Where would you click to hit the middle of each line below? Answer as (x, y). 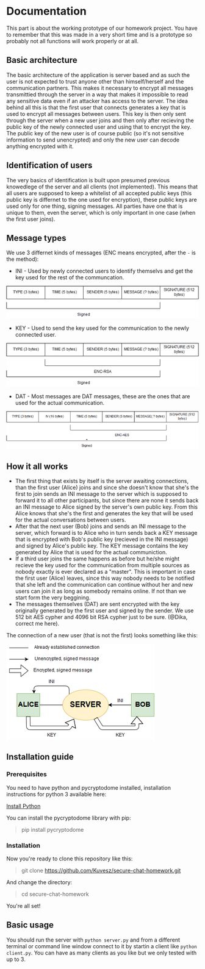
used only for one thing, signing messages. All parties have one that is (95, 206)
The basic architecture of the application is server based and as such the (98, 75)
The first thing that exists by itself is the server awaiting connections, (102, 481)
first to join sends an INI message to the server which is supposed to (101, 494)
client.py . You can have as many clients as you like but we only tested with (102, 953)
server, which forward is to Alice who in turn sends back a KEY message (106, 533)
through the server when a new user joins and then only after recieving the (100, 120)
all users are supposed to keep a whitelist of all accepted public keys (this (99, 193)
